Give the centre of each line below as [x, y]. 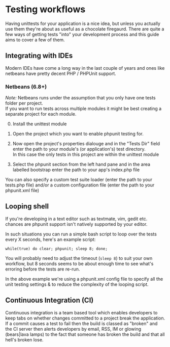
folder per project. [24, 103]
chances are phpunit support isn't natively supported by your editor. [76, 224]
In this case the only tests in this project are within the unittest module [86, 154]
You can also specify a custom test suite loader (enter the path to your [79, 180]
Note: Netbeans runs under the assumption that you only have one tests [80, 98]
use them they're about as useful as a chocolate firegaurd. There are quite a [85, 29]
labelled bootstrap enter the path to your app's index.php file [76, 170]
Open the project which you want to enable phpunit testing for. [78, 134]
